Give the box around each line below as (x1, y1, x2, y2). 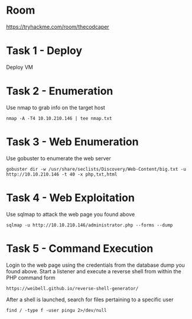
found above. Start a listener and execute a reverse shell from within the (6, 267, 181, 275)
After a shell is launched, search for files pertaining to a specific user (6, 296, 174, 303)
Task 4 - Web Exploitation (6, 191, 135, 205)
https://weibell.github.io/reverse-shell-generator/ (6, 285, 139, 291)
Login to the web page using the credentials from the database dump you (6, 261, 185, 269)
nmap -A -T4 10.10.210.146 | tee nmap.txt (6, 115, 112, 122)
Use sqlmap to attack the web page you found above (6, 210, 135, 218)
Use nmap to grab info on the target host (6, 104, 105, 111)
